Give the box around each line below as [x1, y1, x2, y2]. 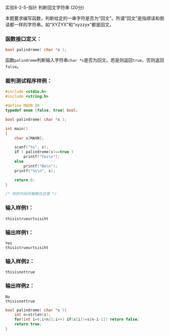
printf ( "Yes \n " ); [23, 154, 60, 159]
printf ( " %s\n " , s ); [14, 168, 56, 174]
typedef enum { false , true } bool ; [5, 108, 79, 113]
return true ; [14, 322, 42, 327]
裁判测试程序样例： [5, 78, 52, 85]
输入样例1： [5, 205, 34, 212]
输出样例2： [5, 282, 35, 289]
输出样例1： [5, 229, 34, 236]
